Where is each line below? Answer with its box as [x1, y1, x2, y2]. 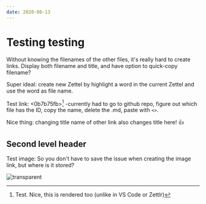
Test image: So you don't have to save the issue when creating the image [6, 155, 191, 162]
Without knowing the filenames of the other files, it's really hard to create [6, 56, 191, 63]
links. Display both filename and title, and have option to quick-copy [6, 62, 178, 69]
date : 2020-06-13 [6, 9, 51, 15]
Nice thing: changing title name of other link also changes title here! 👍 [6, 119, 184, 126]
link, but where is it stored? [6, 162, 75, 169]
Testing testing [6, 35, 85, 49]
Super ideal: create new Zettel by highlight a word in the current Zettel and [6, 80, 194, 88]
